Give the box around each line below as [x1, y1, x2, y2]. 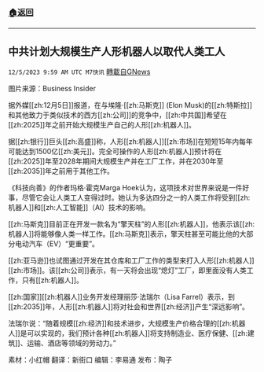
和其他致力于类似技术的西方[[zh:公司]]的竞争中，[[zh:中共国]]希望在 [8, 110, 227, 120]
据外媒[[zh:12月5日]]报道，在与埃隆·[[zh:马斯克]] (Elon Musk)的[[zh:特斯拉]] [8, 101, 253, 110]
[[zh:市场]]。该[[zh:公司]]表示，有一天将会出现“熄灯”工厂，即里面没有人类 [8, 266, 247, 275]
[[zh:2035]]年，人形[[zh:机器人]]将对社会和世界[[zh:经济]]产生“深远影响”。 [8, 302, 250, 311]
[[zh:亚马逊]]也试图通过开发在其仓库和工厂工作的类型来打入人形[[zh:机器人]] [8, 256, 255, 265]
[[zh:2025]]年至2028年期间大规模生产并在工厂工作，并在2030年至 [8, 157, 224, 166]
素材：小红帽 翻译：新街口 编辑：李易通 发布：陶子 [8, 355, 173, 365]
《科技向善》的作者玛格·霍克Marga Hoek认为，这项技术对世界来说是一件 [8, 183, 243, 193]
